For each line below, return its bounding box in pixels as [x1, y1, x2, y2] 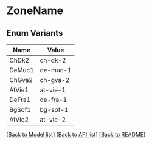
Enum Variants [6, 28, 63, 38]
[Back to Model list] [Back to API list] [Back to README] [6, 131, 146, 138]
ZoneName [6, 4, 64, 18]
